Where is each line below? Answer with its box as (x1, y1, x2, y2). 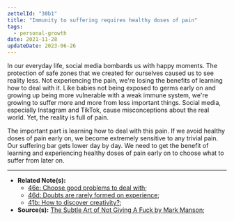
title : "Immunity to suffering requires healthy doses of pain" (7, 17, 198, 24)
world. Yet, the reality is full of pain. (7, 113, 109, 122)
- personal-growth (13, 29, 68, 37)
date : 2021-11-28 (7, 36, 58, 43)
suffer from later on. (7, 156, 65, 164)
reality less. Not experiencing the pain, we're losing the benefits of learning (7, 76, 223, 84)
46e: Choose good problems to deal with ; (27, 183, 148, 192)
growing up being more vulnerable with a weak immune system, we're (7, 91, 209, 99)
